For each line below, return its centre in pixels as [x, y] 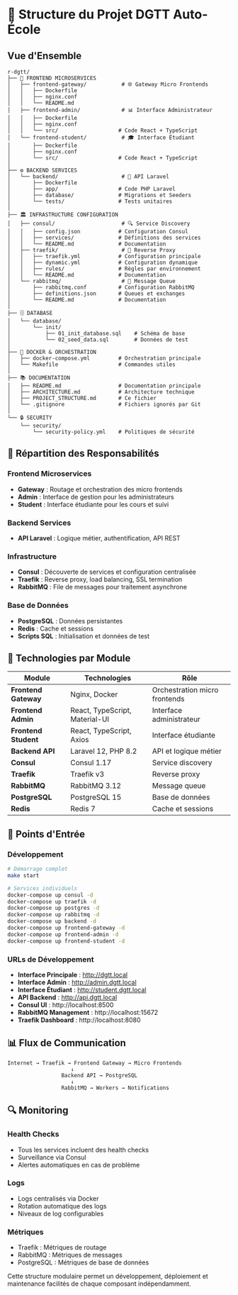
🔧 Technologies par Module [69, 658]
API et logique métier [187, 751]
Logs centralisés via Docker [58, 1199]
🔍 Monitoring [38, 1110]
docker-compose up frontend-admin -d [63, 934]
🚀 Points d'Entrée [46, 834]
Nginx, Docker [94, 694]
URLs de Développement [51, 959]
